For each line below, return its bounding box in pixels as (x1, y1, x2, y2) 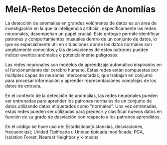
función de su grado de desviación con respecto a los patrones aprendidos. (5, 113, 161, 119)
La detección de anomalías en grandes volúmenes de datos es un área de (5, 20, 157, 26)
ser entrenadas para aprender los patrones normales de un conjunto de (5, 97, 152, 103)
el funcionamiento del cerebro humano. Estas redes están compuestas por (5, 66, 159, 73)
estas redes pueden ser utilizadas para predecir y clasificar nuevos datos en (5, 108, 162, 114)
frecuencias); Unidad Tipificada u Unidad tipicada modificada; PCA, (5, 128, 145, 134)
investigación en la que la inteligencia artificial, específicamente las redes (5, 25, 156, 31)
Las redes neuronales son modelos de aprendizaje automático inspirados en (5, 61, 162, 67)
